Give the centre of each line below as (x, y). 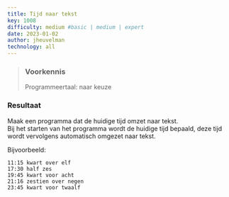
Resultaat (24, 106)
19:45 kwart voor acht (41, 175)
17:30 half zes (30, 169)
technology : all (31, 47)
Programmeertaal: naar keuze (68, 87)
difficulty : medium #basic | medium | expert (76, 27)
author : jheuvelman (36, 40)
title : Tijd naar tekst (43, 14)
